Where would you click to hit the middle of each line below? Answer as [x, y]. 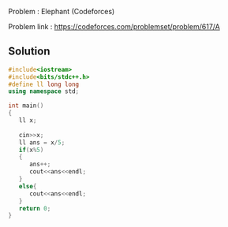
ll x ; [28, 121]
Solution [29, 52]
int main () [26, 106]
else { [28, 186]
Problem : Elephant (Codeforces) [62, 11]
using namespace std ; [44, 91]
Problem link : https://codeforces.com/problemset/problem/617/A [114, 26]
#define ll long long [44, 84]
